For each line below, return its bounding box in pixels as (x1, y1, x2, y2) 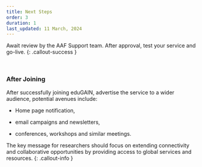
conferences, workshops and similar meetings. (14, 130, 131, 137)
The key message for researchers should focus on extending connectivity (6, 142, 190, 149)
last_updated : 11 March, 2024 (6, 25, 83, 32)
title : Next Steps (6, 8, 52, 15)
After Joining (6, 75, 46, 83)
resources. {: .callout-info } (6, 154, 74, 162)
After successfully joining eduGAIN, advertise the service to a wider (6, 88, 175, 96)
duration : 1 (6, 20, 36, 26)
